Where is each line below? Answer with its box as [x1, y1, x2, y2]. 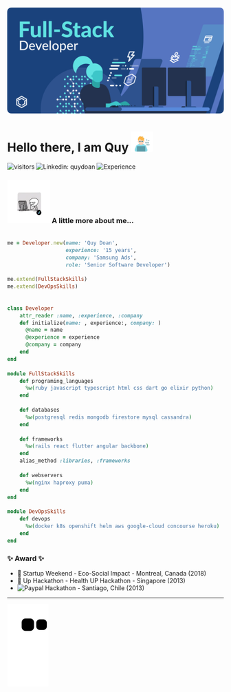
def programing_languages [19, 377, 94, 384]
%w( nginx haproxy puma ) [25, 479, 94, 486]
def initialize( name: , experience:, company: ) [19, 319, 162, 326]
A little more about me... [51, 216, 134, 225]
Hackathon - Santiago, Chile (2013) [45, 583, 145, 592]
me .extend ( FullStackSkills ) [7, 276, 88, 283]
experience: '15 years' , [65, 247, 137, 253]
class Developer [7, 304, 54, 312]
